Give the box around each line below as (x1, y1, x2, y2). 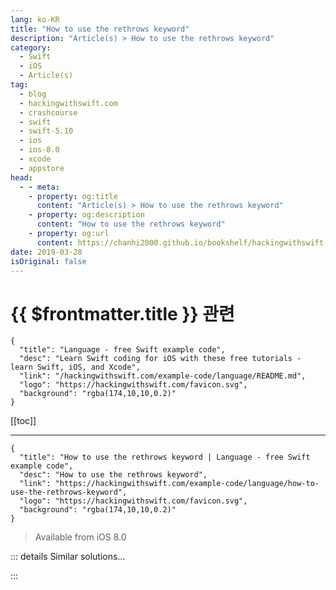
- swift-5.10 (19, 126, 74, 136)
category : (10, 42, 52, 53)
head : (10, 172, 33, 183)
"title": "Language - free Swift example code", (19, 345, 226, 355)
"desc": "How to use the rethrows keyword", (19, 470, 208, 480)
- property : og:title (28, 191, 118, 201)
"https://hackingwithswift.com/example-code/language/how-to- (54, 479, 320, 489)
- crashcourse (19, 107, 78, 118)
